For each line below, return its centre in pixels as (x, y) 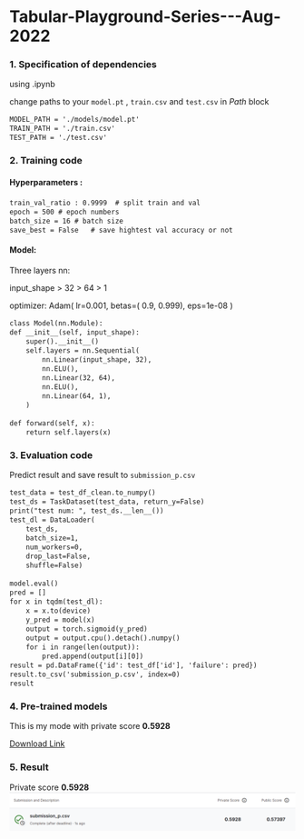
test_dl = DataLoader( (52, 520)
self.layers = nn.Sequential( (83, 350)
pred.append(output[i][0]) (93, 656)
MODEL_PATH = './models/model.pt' (75, 120)
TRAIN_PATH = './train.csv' (63, 129)
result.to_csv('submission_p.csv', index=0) (95, 674)
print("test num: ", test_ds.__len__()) (87, 511)
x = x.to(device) (59, 611)
